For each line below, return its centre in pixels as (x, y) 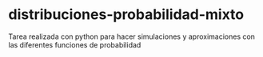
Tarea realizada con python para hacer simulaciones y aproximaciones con (132, 36)
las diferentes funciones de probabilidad (75, 44)
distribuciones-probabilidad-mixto (126, 15)
